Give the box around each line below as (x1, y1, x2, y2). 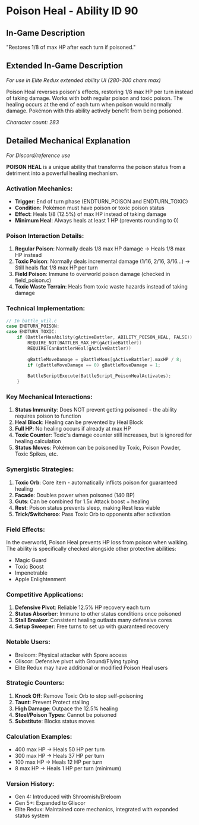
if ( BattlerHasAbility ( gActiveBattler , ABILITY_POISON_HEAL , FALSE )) (17, 334, 193, 340)
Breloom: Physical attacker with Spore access (14, 651, 127, 658)
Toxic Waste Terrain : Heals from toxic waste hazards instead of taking (14, 283, 188, 290)
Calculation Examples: (6, 732, 72, 741)
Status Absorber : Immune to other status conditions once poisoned (14, 610, 181, 617)
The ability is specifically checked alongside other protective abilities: (6, 545, 176, 552)
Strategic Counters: (6, 679, 64, 687)
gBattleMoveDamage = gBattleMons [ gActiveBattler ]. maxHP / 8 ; (27, 356, 182, 362)
